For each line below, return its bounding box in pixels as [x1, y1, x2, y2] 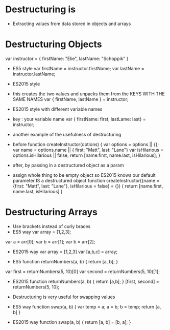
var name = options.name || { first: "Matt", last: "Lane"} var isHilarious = [12, 147, 164, 153]
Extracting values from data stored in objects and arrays [12, 20, 131, 27]
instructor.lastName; [12, 71, 56, 77]
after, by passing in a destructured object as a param [12, 162, 124, 168]
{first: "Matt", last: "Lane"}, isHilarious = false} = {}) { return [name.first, [12, 183, 163, 189]
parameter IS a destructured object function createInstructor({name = [12, 177, 160, 183]
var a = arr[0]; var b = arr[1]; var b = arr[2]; [5, 238, 95, 244]
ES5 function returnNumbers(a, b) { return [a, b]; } [12, 258, 118, 264]
